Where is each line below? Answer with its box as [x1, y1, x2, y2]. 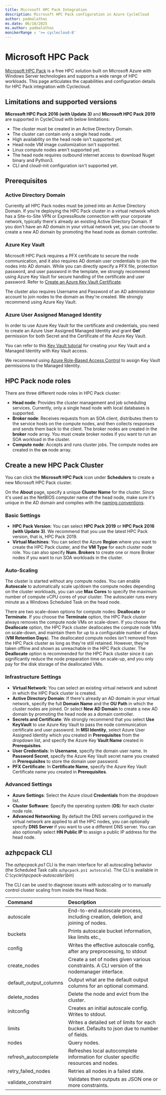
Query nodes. [68, 1039, 100, 1046]
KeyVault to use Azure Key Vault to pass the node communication [12, 722, 147, 728]
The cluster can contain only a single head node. [12, 131, 112, 137]
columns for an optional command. [68, 982, 149, 989]
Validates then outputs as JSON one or [68, 1075, 158, 1082]
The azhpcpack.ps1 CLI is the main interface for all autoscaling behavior [5, 861, 152, 867]
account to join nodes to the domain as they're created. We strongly [5, 293, 143, 299]
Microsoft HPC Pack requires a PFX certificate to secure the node [5, 252, 139, 258]
